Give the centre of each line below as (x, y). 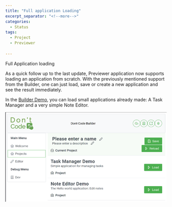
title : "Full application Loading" (43, 11)
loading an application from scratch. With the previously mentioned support (85, 79)
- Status (19, 27)
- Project (20, 38)
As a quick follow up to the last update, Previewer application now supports (85, 73)
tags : (11, 32)
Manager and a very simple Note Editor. (47, 105)
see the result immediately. (34, 90)
